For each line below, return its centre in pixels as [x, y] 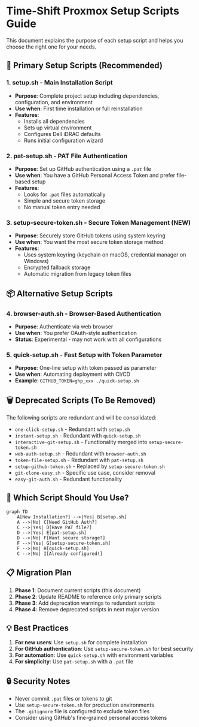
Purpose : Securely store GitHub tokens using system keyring [90, 236]
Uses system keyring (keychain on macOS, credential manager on [105, 255]
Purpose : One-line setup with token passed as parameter [86, 368]
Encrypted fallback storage [57, 267]
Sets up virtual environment [58, 128]
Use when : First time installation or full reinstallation [79, 108]
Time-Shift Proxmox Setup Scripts [93, 11]
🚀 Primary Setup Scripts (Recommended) [85, 66]
